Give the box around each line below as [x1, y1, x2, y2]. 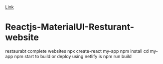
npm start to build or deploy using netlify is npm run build [14, 53, 132, 59]
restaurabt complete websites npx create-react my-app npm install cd [5, 48, 149, 54]
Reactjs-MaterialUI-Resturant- [5, 22, 135, 32]
